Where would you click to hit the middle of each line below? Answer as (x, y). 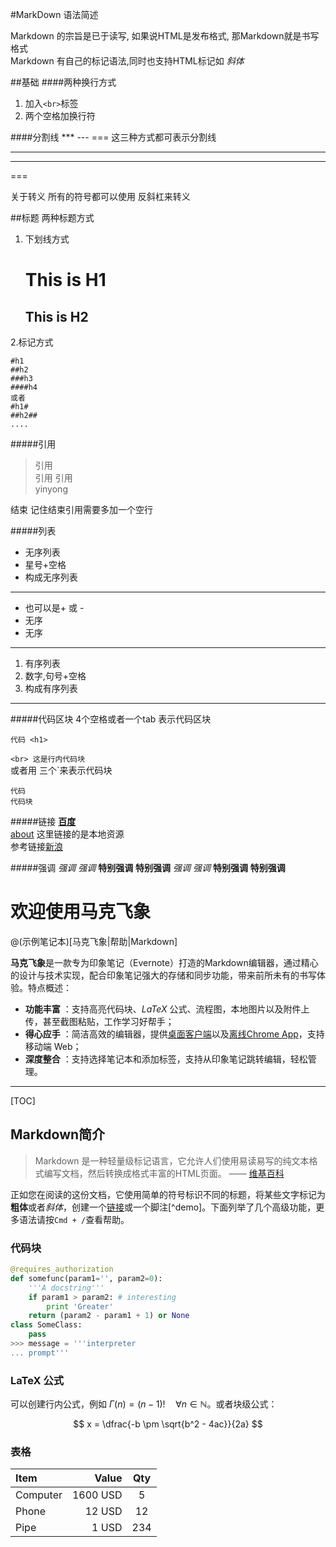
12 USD (103, 1511)
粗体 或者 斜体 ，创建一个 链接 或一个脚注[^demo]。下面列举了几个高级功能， (163, 1207)
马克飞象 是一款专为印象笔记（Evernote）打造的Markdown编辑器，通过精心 (164, 962)
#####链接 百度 (43, 821)
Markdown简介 (58, 1134)
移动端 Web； (53, 1046)
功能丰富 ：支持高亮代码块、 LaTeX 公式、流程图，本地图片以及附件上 (167, 1009)
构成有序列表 (51, 688)
